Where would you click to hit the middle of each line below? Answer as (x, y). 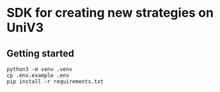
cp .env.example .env (38, 75)
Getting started (41, 53)
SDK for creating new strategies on (110, 13)
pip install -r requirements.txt (55, 82)
